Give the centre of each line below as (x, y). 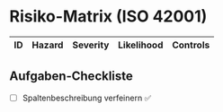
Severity (90, 45)
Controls (191, 45)
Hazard (48, 45)
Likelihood (141, 45)
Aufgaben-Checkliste (71, 77)
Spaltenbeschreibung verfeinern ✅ (87, 98)
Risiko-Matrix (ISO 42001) (108, 17)
